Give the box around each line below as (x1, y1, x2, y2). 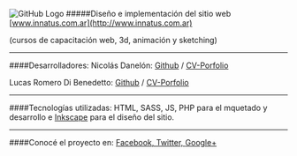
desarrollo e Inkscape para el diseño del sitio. (9, 112, 175, 123)
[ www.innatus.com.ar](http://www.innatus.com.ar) (9, 18, 193, 28)
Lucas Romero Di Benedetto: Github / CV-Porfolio (9, 78, 190, 87)
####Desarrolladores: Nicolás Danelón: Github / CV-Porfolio (9, 60, 229, 71)
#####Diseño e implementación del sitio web (65, 9, 232, 19)
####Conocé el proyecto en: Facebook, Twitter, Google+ (9, 137, 217, 147)
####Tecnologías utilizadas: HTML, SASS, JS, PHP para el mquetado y (9, 102, 268, 113)
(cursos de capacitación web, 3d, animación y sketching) (9, 35, 218, 45)
